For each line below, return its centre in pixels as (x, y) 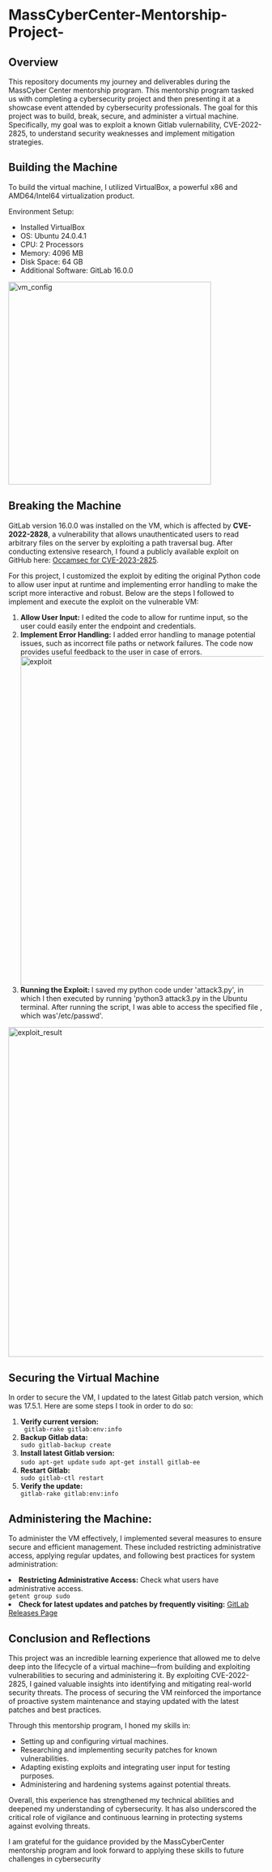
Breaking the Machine (65, 506)
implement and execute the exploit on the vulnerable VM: (104, 602)
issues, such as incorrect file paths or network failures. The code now (136, 643)
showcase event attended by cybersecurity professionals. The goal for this (133, 108)
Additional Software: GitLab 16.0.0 (76, 270)
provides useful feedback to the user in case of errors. (111, 652)
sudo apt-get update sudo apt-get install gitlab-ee (110, 1463)
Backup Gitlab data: (54, 1438)
